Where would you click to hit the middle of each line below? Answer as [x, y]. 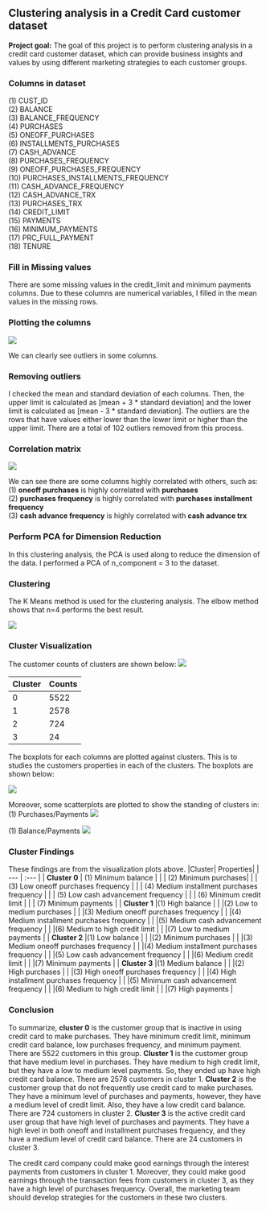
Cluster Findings [41, 852]
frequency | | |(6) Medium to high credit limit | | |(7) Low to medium [119, 929]
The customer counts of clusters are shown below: [92, 665]
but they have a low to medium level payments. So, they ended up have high [135, 1070]
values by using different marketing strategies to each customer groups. [128, 62]
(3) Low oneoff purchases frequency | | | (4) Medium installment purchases [133, 886]
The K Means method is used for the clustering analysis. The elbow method [133, 601]
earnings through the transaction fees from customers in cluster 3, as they [131, 1180]
